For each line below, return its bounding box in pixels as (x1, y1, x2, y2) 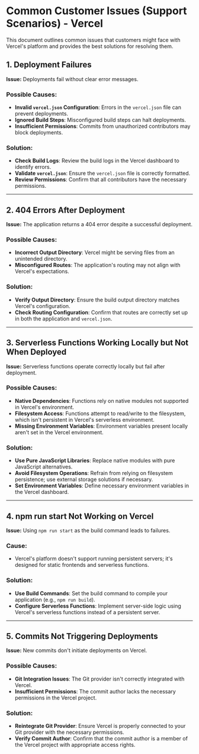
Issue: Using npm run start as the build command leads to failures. (6, 527, 171, 534)
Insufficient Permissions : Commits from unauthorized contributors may (14, 123, 191, 130)
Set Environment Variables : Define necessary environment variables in (14, 482, 190, 489)
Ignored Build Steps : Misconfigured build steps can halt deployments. (14, 117, 187, 124)
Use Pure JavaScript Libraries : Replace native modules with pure (14, 457, 175, 464)
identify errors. (14, 163, 52, 171)
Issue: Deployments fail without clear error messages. (6, 75, 139, 82)
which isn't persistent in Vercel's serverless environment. (14, 416, 155, 423)
